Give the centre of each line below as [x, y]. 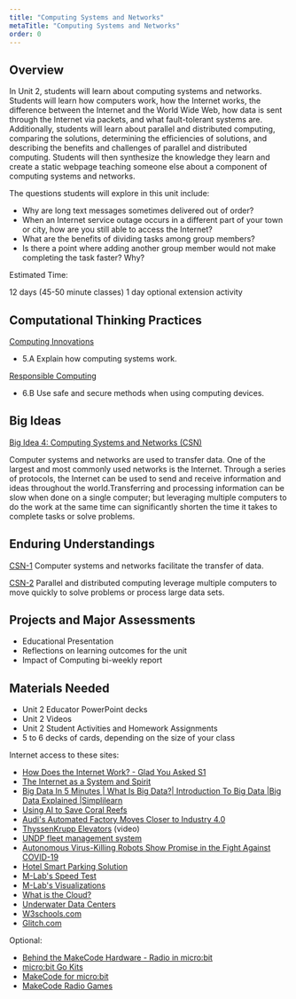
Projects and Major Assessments [102, 620]
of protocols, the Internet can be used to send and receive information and [145, 478]
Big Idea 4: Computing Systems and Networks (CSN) [105, 442]
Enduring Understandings [82, 544]
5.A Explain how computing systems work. [99, 359]
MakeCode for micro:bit [65, 977]
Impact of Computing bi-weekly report [92, 660]
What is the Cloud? [56, 895]
